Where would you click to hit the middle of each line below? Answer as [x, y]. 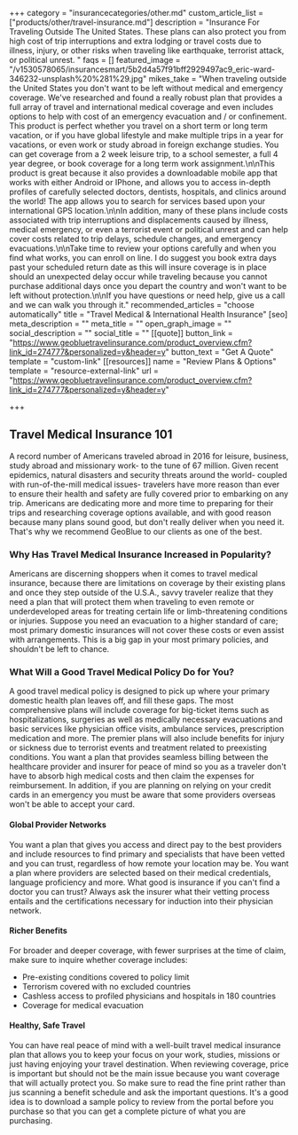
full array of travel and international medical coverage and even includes [141, 107]
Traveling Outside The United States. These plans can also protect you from [148, 31]
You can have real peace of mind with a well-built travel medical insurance [145, 1045]
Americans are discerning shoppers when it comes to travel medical [134, 574]
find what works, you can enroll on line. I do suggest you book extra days [143, 258]
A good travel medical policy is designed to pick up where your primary [140, 692]
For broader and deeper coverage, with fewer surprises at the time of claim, [148, 950]
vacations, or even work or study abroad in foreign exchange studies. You [144, 145]
